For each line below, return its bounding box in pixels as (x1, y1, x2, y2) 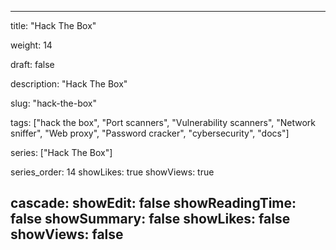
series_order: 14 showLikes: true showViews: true (10, 166, 215, 178)
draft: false (10, 59, 55, 70)
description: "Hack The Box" (10, 78, 128, 90)
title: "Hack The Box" (10, 20, 97, 31)
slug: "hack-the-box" (10, 97, 98, 109)
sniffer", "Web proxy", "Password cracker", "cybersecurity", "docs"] (10, 127, 290, 139)
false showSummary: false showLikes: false (10, 211, 291, 228)
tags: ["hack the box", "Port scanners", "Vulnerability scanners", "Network (10, 117, 317, 128)
